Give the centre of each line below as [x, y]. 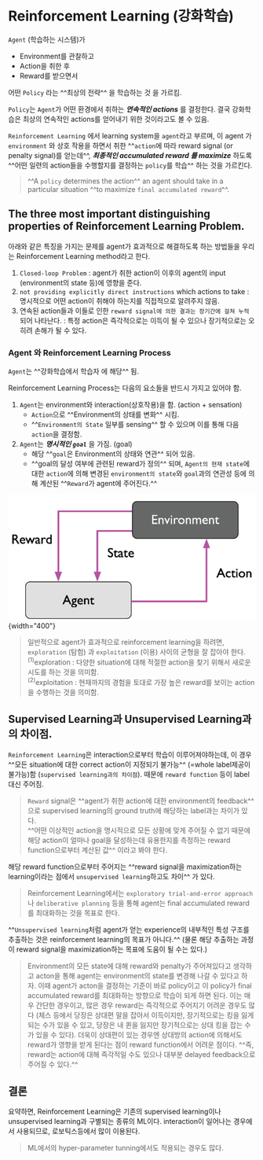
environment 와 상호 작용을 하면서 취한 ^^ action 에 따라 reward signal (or [121, 145]
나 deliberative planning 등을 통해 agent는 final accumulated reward [138, 903]
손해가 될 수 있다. [60, 330]
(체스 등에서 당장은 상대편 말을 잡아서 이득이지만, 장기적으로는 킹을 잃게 [145, 1015]
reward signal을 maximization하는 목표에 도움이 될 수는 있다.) [112, 949]
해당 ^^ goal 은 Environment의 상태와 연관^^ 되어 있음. [113, 454]
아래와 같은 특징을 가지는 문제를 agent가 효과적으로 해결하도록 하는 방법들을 [124, 246]
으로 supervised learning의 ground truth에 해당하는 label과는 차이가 [133, 810]
